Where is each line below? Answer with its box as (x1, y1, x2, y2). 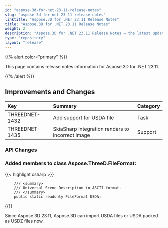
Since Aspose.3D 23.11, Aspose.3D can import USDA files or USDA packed (5, 212, 158, 218)
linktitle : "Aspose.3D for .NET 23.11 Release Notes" (5, 17, 120, 22)
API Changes (5, 146, 37, 153)
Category (137, 102, 160, 109)
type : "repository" (5, 36, 46, 41)
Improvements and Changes (5, 88, 95, 96)
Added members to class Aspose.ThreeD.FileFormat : (5, 160, 137, 167)
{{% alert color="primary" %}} (5, 54, 68, 60)
